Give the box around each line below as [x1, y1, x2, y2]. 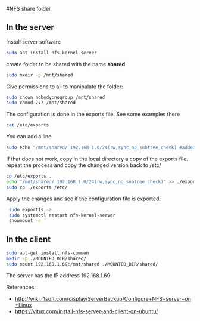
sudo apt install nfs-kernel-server [6, 50, 97, 55]
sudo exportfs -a [8, 206, 52, 212]
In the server [6, 22, 55, 32]
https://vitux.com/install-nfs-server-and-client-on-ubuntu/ [14, 307, 158, 315]
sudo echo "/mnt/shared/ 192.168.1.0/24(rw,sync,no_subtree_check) [6, 144, 177, 151]
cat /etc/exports [6, 122, 49, 128]
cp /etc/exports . [6, 173, 52, 180]
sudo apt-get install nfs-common [6, 250, 89, 256]
